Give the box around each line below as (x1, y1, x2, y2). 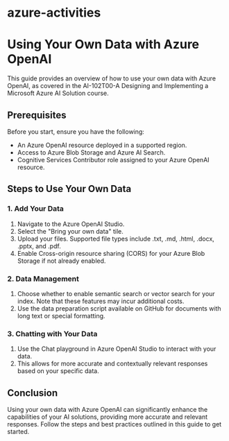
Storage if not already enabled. (17, 257, 106, 265)
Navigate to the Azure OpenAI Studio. (17, 220, 125, 228)
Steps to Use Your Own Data (7, 183, 132, 195)
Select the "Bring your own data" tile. (17, 227, 124, 235)
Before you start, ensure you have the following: (7, 127, 144, 136)
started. (7, 428, 30, 436)
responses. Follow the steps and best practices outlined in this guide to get (7, 420, 222, 429)
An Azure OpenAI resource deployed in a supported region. (17, 141, 187, 149)
